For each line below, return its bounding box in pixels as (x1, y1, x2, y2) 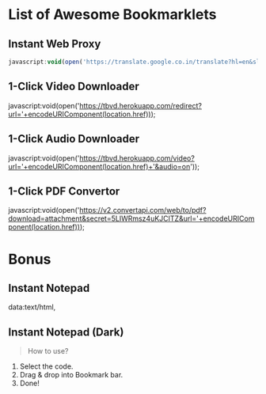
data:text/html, (8, 302, 56, 312)
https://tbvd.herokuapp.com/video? (78, 153, 196, 163)
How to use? (27, 347, 69, 356)
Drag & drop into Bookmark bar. (19, 370, 123, 380)
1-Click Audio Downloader (8, 132, 140, 146)
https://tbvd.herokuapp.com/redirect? (78, 100, 202, 110)
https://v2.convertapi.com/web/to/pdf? (78, 206, 207, 215)
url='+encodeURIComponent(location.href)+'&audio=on (8, 161, 191, 171)
